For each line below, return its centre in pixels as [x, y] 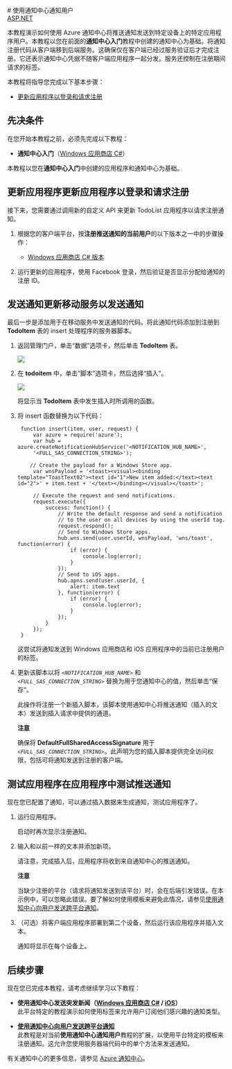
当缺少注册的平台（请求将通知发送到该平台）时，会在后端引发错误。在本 [120, 891]
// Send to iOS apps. [89, 575]
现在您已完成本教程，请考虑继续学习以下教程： [74, 988]
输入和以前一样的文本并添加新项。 [66, 846]
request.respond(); [86, 526]
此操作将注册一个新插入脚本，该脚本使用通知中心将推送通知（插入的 [114, 705]
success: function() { [78, 508]
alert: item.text [95, 587]
